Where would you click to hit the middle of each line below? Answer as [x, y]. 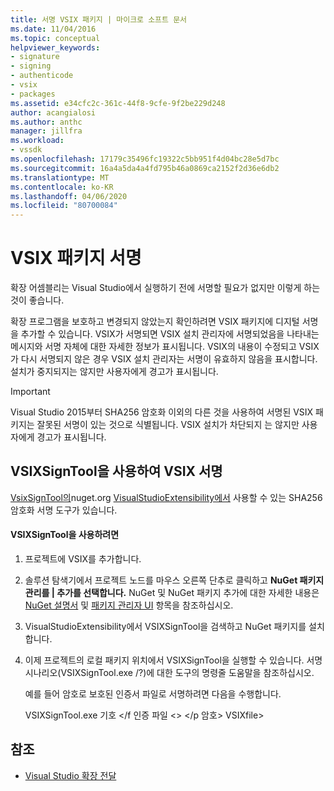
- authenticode [42, 76]
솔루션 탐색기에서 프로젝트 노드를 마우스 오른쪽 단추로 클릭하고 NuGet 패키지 [174, 580]
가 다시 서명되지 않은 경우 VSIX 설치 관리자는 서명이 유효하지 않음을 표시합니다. [164, 359]
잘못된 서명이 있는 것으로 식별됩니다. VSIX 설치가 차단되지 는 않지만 [168, 425]
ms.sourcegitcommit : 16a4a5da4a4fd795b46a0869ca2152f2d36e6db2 [145, 168]
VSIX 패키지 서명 [76, 258]
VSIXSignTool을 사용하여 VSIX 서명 [116, 471]
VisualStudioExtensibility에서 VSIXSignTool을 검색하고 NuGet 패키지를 [165, 627]
